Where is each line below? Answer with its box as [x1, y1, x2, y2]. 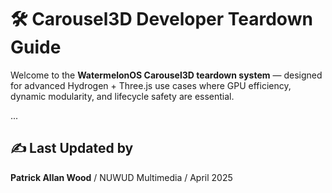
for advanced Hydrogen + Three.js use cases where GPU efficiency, [10, 79, 292, 91]
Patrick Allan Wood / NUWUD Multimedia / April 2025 [10, 171, 233, 183]
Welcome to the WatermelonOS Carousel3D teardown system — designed [10, 69, 323, 81]
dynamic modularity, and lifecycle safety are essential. [10, 90, 235, 102]
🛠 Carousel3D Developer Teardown [10, 8, 313, 31]
